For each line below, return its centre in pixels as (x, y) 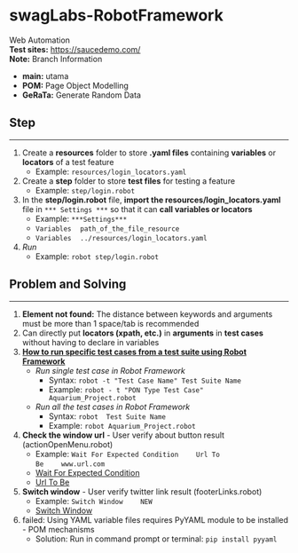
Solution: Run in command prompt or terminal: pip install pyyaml (156, 539)
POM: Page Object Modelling (75, 85)
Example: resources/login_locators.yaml (111, 171)
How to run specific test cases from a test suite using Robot (134, 352)
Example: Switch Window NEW (94, 501)
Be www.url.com (70, 464)
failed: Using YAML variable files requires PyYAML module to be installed (155, 519)
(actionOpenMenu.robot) (67, 444)
